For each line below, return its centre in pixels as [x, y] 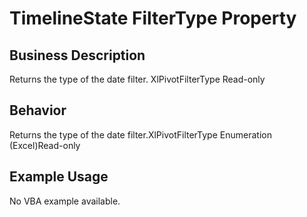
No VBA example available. [65, 201]
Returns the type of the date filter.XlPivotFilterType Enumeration [140, 134]
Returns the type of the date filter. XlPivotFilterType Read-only [137, 79]
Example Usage [59, 177]
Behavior [38, 110]
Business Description [77, 55]
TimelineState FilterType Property [153, 18]
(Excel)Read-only [45, 145]
